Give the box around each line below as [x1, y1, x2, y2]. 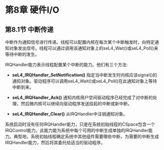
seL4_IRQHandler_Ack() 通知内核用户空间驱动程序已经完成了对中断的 [12, 94, 153, 100]
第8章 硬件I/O [5, 4, 60, 16]
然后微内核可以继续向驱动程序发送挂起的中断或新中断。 [20, 101, 132, 106]
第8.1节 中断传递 [5, 25, 54, 34]
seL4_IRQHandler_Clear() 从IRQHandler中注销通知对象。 [12, 111, 128, 117]
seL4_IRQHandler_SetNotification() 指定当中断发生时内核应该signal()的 [12, 72, 157, 78]
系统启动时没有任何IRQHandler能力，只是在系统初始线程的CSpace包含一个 [5, 121, 155, 127]
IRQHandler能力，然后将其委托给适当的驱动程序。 [5, 140, 105, 145]
